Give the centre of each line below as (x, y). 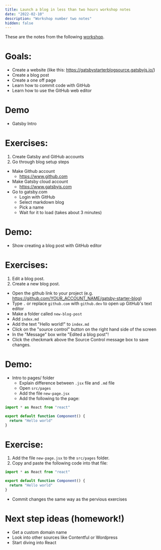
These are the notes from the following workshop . (55, 37)
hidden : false (19, 23)
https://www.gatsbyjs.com (45, 187)
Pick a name (31, 207)
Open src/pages (35, 388)
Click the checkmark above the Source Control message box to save (80, 339)
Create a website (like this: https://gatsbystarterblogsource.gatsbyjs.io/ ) (84, 70)
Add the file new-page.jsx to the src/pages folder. (61, 458)
